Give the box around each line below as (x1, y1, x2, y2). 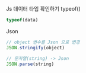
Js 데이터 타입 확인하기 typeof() (6, 5, 81, 12)
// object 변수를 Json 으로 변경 (6, 39, 80, 45)
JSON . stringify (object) (6, 45, 65, 50)
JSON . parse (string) (6, 61, 55, 67)
